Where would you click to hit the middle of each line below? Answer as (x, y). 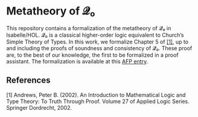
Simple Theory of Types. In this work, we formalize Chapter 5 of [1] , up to (97, 42)
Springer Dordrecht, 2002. (39, 107)
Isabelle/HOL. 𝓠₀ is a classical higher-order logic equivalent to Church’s (95, 35)
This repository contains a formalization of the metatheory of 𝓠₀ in (89, 28)
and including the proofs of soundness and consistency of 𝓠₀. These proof (99, 48)
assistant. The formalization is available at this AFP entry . (77, 61)
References (28, 81)
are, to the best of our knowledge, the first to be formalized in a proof (93, 55)
